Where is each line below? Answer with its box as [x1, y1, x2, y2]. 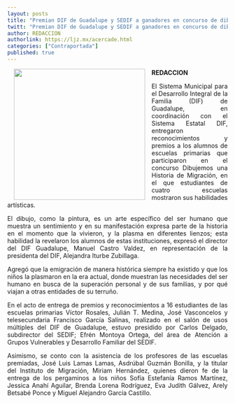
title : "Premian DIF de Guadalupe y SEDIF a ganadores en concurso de [7, 17, 218, 24]
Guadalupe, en [151, 104, 228, 113]
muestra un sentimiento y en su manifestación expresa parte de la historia [7, 222, 228, 230]
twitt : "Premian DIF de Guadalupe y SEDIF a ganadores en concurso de [7, 23, 218, 30]
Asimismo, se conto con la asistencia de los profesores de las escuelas [7, 351, 228, 360]
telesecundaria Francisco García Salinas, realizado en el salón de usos [7, 315, 228, 324]
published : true [7, 50, 55, 57]
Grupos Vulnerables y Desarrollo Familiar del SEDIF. [7, 338, 157, 346]
